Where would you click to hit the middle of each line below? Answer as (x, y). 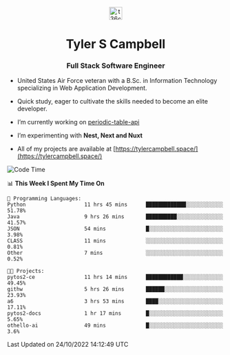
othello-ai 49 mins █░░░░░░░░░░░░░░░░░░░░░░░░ (115, 326)
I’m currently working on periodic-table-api (78, 122)
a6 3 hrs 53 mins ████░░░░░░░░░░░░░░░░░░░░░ (115, 301)
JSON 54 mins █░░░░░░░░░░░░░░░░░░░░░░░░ (115, 229)
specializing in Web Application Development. (82, 88)
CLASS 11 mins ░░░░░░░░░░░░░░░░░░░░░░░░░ (115, 241)
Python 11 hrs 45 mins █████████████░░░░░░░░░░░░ (115, 205)
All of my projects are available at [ (66, 149)
